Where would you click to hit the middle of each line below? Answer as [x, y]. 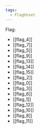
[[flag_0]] [22, 83]
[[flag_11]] [23, 121]
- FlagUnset [23, 15]
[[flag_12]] [23, 104]
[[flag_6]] [22, 94]
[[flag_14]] [23, 67]
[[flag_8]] [22, 115]
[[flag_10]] [23, 110]
